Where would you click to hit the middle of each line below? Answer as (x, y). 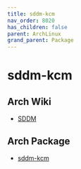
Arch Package (39, 141)
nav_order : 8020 (31, 21)
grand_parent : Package (40, 40)
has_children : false (38, 27)
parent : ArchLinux (34, 34)
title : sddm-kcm (31, 14)
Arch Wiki (29, 101)
